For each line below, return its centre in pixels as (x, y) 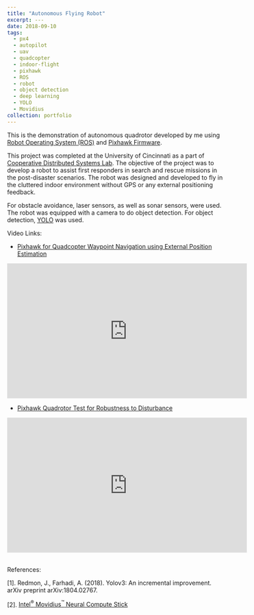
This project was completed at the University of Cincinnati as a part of (106, 156)
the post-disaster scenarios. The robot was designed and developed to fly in (115, 177)
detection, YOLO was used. (46, 219)
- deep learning (36, 97)
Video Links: (25, 233)
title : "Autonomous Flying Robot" (56, 13)
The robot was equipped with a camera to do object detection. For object (110, 213)
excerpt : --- (26, 20)
